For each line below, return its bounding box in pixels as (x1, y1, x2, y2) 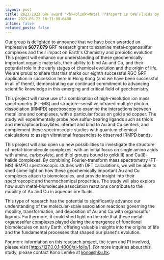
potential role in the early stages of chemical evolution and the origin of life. (5, 65, 158, 71)
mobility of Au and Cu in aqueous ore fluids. (5, 189, 94, 195)
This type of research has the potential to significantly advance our (5, 198, 141, 204)
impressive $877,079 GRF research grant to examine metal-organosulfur (5, 44, 152, 50)
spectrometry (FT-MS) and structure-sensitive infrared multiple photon (5, 101, 149, 107)
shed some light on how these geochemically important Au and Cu (5, 168, 140, 173)
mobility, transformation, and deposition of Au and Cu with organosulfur (5, 208, 151, 214)
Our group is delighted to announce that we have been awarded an (5, 39, 141, 45)
